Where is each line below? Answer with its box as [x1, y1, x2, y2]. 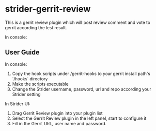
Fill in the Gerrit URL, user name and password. [12, 120, 107, 126]
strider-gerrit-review [5, 3, 91, 15]
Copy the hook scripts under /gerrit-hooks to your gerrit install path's [12, 71, 151, 76]
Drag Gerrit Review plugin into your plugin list [12, 110, 103, 116]
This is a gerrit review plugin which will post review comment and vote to [5, 19, 151, 25]
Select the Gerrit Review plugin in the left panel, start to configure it [12, 115, 147, 121]
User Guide [5, 48, 40, 56]
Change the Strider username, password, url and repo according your [12, 86, 152, 92]
